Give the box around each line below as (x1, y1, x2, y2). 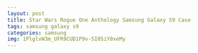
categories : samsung (7, 29, 67, 36)
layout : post (7, 10, 45, 17)
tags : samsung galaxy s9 (7, 23, 79, 30)
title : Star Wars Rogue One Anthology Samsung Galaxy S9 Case (7, 17, 191, 23)
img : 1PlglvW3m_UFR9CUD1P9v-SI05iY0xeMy (7, 36, 126, 43)
